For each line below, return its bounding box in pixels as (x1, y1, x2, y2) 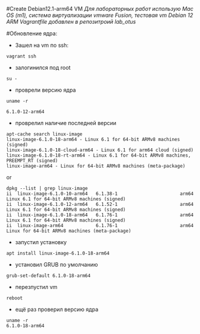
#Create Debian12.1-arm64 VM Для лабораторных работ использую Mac (6, 5, 194, 12)
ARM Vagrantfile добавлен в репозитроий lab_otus (6, 18, 136, 25)
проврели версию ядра (15, 86, 76, 94)
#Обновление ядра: (6, 30, 58, 37)
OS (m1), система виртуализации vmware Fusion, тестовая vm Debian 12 (6, 12, 193, 19)
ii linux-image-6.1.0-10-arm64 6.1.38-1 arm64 (6, 191, 194, 197)
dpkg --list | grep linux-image (6, 185, 88, 191)
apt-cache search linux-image (6, 131, 83, 137)
